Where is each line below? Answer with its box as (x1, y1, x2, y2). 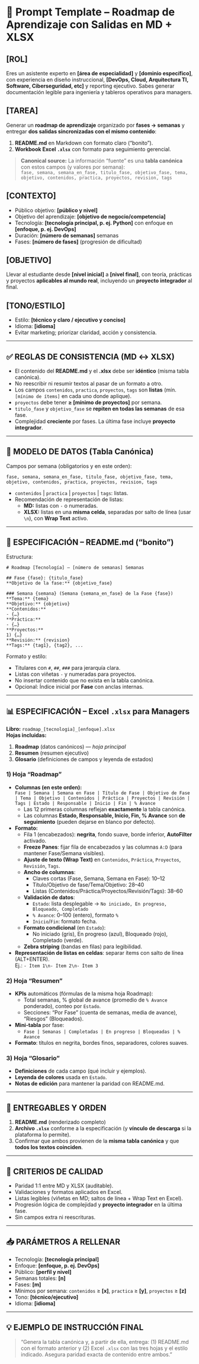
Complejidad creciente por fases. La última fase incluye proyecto (14, 418, 176, 425)
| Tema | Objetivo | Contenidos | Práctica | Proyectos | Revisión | (14, 795, 191, 801)
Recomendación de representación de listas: (14, 496, 124, 503)
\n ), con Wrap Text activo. (23, 515, 88, 522)
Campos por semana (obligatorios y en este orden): (6, 462, 132, 470)
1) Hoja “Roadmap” (6, 770, 62, 778)
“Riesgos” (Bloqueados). (23, 1015, 84, 1022)
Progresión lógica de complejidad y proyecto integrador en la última (14, 1201, 182, 1208)
